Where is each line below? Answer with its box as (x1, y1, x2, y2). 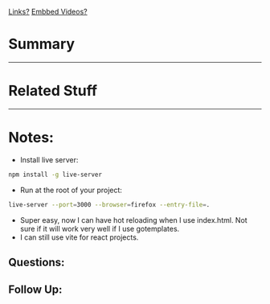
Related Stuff (8, 82, 98, 100)
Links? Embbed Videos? (8, 7, 88, 16)
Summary (8, 35, 75, 53)
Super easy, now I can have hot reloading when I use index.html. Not (19, 215, 247, 224)
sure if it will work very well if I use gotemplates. (19, 224, 180, 233)
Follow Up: (8, 283, 63, 297)
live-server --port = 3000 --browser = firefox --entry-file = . (8, 200, 211, 208)
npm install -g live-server (8, 170, 103, 179)
